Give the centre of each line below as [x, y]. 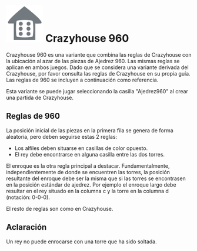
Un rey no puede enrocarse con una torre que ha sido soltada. [81, 242]
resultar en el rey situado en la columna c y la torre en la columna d [88, 191]
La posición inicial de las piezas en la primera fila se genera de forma [90, 130]
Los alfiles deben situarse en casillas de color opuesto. [81, 148]
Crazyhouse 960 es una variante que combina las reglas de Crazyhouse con [99, 54]
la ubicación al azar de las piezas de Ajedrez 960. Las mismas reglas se [93, 61]
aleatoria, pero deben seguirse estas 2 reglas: [62, 136]
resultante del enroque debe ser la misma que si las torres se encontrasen [96, 178]
